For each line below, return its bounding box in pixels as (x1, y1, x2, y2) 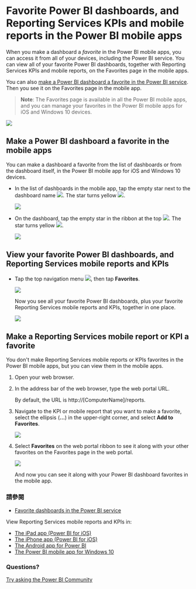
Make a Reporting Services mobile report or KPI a (6, 331, 189, 341)
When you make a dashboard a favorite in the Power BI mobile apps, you (6, 48, 181, 55)
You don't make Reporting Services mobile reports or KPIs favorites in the (6, 356, 184, 364)
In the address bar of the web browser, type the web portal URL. (14, 385, 170, 392)
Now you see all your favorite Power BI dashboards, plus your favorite (14, 297, 183, 304)
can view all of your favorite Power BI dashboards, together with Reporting (6, 60, 186, 68)
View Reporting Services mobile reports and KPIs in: (6, 518, 132, 525)
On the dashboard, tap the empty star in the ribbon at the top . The (14, 215, 181, 222)
